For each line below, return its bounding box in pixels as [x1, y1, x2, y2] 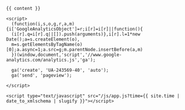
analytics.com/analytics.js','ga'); [6, 57, 96, 63]
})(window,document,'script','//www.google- [11, 52, 122, 58]
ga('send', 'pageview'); [11, 72, 72, 78]
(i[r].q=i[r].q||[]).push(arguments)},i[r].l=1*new [11, 31, 141, 37]
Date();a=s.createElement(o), [6, 36, 80, 42]
